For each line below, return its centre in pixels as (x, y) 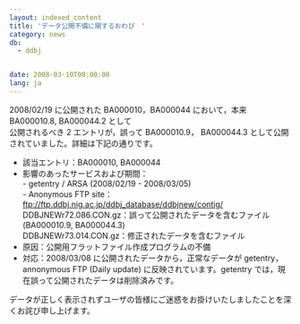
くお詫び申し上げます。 (52, 311)
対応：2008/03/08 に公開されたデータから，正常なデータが (132, 258)
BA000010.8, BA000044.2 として (71, 121)
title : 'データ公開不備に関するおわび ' (77, 26)
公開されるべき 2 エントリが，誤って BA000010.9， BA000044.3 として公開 (149, 132)
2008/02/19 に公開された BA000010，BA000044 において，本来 (129, 109)
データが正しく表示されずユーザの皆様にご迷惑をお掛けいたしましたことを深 (150, 299)
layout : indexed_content (56, 17)
